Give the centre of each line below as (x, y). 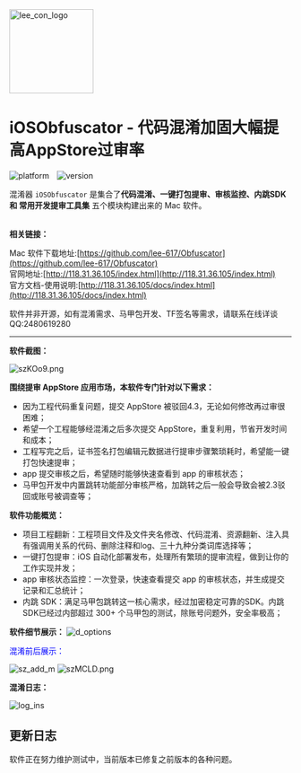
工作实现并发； (50, 567)
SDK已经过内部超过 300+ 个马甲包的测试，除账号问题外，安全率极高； (152, 612)
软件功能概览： (37, 514)
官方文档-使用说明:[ (45, 285)
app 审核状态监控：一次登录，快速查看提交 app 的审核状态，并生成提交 (153, 579)
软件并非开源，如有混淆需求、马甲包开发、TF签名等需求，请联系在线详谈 (144, 313)
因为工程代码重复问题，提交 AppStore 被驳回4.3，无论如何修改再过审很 (154, 406)
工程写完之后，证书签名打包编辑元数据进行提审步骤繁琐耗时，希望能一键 (155, 451)
